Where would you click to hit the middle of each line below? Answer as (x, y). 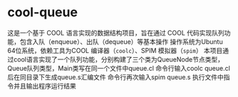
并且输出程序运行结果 (45, 86)
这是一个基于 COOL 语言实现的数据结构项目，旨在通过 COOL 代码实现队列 (116, 33)
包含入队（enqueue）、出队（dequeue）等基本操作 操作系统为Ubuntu (121, 41)
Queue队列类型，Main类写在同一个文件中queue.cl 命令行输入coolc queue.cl (119, 68)
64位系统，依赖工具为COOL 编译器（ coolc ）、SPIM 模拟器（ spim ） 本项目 (115, 50)
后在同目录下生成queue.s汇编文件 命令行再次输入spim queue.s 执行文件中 (116, 77)
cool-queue (43, 12)
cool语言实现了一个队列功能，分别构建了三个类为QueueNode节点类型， (119, 59)
